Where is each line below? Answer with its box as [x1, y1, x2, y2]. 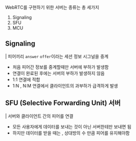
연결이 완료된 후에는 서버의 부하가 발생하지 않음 [12, 70, 105, 76]
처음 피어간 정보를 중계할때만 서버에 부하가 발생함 [12, 64, 109, 70]
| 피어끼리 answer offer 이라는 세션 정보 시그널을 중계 [5, 53, 108, 59]
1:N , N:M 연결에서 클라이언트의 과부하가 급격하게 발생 [12, 82, 118, 88]
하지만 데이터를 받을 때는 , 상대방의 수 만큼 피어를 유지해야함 [12, 129, 130, 136]
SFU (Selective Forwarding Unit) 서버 [5, 99, 121, 107]
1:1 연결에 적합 [12, 76, 40, 82]
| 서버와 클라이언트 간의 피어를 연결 [5, 113, 73, 119]
